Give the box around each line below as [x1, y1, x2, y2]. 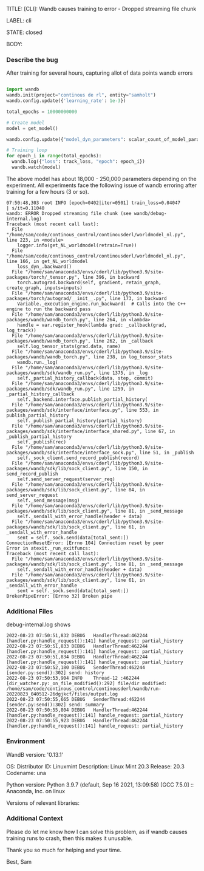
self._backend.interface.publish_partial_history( [17, 396, 148, 403]
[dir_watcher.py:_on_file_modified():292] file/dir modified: [6, 680, 167, 687]
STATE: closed [6, 29, 42, 36]
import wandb [6, 86, 39, 93]
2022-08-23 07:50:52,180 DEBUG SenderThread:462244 [6, 664, 146, 671]
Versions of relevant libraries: [6, 799, 80, 807]
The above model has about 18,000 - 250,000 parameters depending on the [6, 175, 197, 182]
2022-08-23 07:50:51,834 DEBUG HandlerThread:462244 [6, 654, 148, 660]
